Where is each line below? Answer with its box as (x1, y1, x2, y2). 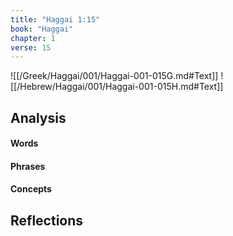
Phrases (10, 160, 46, 172)
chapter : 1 (10, 33, 56, 43)
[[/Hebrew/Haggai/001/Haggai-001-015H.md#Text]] (10, 81, 224, 93)
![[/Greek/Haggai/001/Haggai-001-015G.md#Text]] (10, 70, 219, 82)
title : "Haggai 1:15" (10, 14, 101, 25)
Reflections (10, 212, 84, 229)
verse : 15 (10, 42, 52, 53)
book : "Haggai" (10, 24, 74, 34)
